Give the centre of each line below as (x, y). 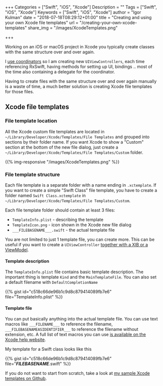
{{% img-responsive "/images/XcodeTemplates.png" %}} (62, 162)
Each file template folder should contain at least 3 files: (60, 210)
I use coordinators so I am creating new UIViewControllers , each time (75, 61)
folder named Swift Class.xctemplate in (45, 195)
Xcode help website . (26, 340)
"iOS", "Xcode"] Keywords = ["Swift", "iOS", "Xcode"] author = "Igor (73, 12)
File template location (31, 121)
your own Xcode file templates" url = (42, 22)
